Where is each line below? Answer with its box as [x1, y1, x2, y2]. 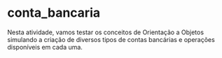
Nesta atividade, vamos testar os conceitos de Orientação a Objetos [7, 28, 204, 36]
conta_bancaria [7, 5, 100, 21]
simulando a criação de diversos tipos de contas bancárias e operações [7, 35, 215, 43]
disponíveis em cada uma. [7, 43, 83, 51]
